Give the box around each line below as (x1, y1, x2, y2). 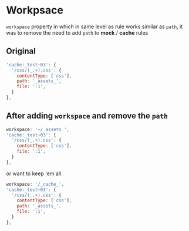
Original (6, 46, 36, 56)
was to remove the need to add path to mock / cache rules (6, 29, 148, 36)
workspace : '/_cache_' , (6, 181, 65, 187)
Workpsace (6, 4, 63, 17)
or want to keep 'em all (6, 170, 62, 177)
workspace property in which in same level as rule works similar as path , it (6, 23, 183, 30)
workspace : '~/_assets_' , (6, 126, 69, 132)
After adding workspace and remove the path (6, 111, 168, 121)
